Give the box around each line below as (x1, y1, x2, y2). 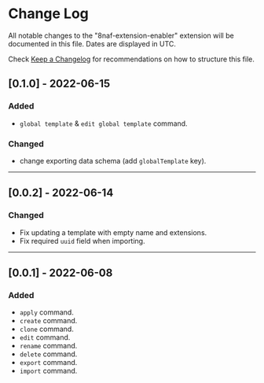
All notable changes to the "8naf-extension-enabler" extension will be (8, 31, 234, 40)
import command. (19, 366, 78, 376)
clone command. (19, 324, 75, 334)
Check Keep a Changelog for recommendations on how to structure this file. (8, 54, 255, 64)
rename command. (19, 341, 78, 351)
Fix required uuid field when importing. (19, 236, 145, 245)
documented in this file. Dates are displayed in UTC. (8, 39, 177, 48)
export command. (19, 358, 78, 367)
